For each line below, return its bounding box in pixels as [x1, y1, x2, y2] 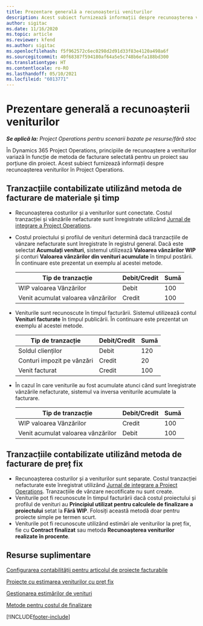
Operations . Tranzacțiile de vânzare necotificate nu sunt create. [14, 488, 174, 495]
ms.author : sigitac [6, 43, 56, 49]
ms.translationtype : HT [6, 59, 66, 65]
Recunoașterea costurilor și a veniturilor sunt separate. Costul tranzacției [14, 475, 197, 482]
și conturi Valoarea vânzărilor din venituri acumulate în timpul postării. [14, 253, 193, 260]
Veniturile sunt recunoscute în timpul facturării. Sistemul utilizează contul [14, 309, 196, 316]
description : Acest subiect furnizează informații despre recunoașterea [6, 15, 193, 21]
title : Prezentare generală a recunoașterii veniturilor [6, 8, 153, 15]
